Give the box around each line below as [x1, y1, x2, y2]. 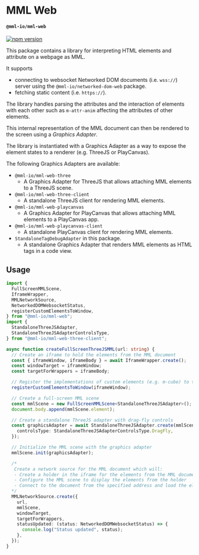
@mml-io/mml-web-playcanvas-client [14, 223, 103, 229]
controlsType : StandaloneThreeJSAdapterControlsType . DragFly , [17, 428, 174, 434]
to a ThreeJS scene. [23, 185, 73, 192]
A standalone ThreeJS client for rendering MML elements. [23, 197, 165, 204]
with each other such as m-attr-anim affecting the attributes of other [6, 107, 174, 114]
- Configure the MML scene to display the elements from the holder [14, 477, 187, 483]
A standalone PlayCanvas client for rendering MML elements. [23, 229, 174, 236]
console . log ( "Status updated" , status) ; [21, 527, 123, 533]
